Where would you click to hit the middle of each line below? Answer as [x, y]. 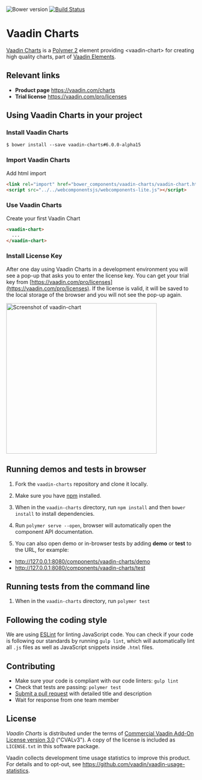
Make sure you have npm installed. [58, 495]
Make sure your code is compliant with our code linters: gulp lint [96, 681]
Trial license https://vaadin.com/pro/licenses [71, 96]
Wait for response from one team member [67, 700]
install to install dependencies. [55, 513]
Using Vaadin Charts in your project [74, 115]
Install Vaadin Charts [38, 132]
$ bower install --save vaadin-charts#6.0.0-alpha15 [74, 145]
